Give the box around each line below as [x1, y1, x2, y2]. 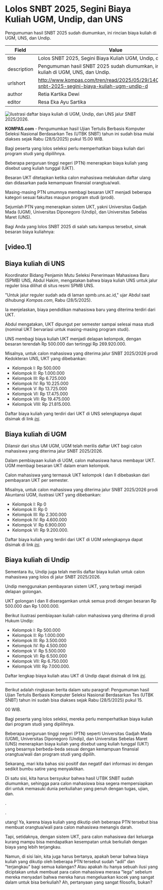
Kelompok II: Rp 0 [12, 506, 48, 512]
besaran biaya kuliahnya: [5, 229, 55, 235]
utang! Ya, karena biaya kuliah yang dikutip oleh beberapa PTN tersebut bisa [5, 819, 158, 825]
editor [7, 98, 21, 105]
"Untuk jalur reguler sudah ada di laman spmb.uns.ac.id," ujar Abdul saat [5, 292, 150, 298]
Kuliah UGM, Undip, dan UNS [5, 14, 123, 25]
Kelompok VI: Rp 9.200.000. [12, 527, 69, 533]
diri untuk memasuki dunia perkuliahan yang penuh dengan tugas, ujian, [5, 785, 149, 791]
